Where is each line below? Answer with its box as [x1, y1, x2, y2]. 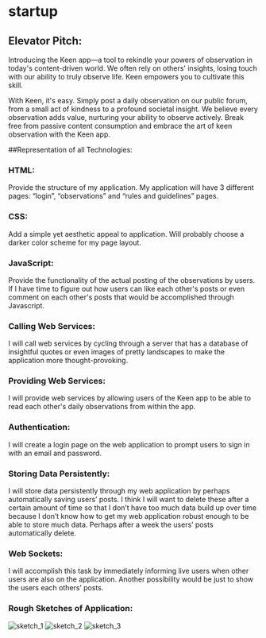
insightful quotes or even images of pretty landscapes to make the [8, 347, 226, 357]
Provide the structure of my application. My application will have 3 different [8, 183, 254, 192]
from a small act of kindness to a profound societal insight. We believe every [8, 104, 258, 114]
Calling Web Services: [8, 320, 96, 331]
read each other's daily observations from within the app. [8, 402, 196, 412]
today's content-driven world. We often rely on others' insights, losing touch [8, 64, 258, 73]
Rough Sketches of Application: [8, 603, 133, 614]
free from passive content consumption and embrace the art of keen [8, 122, 233, 130]
